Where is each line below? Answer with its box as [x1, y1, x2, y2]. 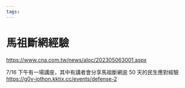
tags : [6, 8, 20, 15]
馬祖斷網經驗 [6, 36, 70, 49]
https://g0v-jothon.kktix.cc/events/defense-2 [6, 75, 118, 82]
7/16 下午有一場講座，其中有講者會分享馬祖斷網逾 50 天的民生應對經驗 [6, 68, 179, 76]
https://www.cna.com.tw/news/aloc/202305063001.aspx [6, 56, 147, 63]
